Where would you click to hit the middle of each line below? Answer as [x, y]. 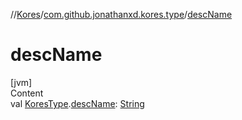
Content [27, 93]
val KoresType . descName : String [77, 103]
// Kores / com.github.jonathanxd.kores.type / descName [121, 14]
